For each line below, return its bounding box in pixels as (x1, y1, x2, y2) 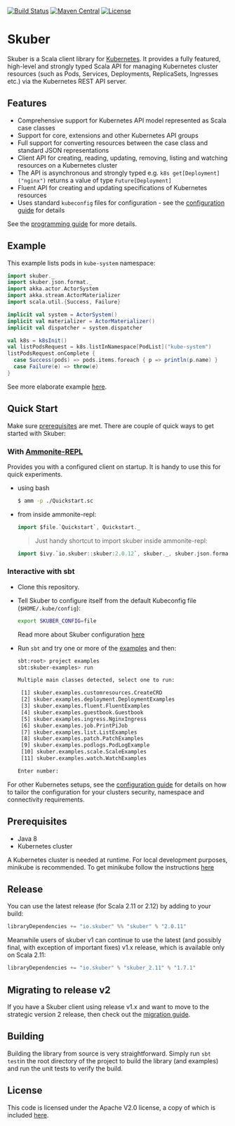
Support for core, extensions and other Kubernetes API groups (17, 131, 199, 139)
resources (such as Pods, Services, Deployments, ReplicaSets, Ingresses (7, 69, 219, 77)
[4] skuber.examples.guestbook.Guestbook (20, 708, 144, 716)
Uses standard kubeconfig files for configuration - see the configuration (17, 198, 225, 207)
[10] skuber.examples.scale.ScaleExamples (20, 749, 147, 756)
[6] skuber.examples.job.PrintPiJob (20, 722, 128, 729)
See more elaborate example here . (7, 382, 107, 391)
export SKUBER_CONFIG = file (17, 617, 97, 625)
